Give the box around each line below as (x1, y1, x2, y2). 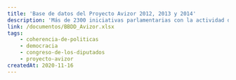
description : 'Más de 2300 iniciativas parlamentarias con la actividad (7, 17, 225, 24)
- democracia (20, 42, 58, 49)
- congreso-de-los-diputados (20, 49, 105, 56)
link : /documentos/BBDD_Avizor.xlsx (7, 23, 114, 30)
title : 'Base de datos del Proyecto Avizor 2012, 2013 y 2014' (7, 10, 197, 17)
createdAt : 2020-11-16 (7, 62, 74, 69)
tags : (7, 29, 23, 37)
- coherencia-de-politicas (20, 36, 99, 43)
